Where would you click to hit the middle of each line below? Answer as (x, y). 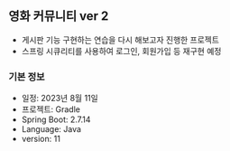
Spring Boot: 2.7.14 (56, 119)
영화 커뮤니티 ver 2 (59, 16)
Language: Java (51, 129)
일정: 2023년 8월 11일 (60, 99)
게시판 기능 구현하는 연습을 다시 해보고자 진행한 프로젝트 (120, 40)
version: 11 (41, 139)
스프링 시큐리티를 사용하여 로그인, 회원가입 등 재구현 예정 (121, 51)
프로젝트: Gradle (51, 109)
